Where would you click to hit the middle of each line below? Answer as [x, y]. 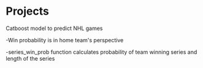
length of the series [30, 58]
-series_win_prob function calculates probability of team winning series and [101, 52]
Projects [28, 11]
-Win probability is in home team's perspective [65, 40]
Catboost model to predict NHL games [54, 28]
